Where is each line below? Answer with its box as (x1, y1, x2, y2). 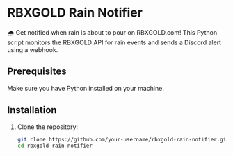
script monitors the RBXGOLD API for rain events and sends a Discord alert (7, 38, 221, 46)
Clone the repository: (17, 123, 79, 131)
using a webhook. (7, 45, 58, 53)
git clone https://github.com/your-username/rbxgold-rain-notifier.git (17, 136, 230, 143)
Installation (7, 104, 57, 116)
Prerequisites (7, 66, 67, 78)
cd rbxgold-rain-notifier (17, 142, 93, 150)
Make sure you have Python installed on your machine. (7, 84, 165, 92)
